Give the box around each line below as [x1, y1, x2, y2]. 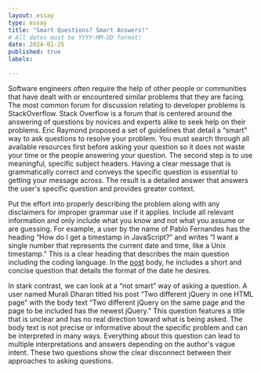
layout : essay [8, 11, 55, 20]
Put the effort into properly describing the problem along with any [8, 199, 220, 208]
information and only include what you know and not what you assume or [8, 215, 245, 225]
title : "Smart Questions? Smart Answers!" [8, 26, 149, 34]
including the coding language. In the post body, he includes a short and [8, 257, 242, 267]
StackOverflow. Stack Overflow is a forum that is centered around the [8, 108, 233, 118]
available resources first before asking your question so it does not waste [8, 142, 245, 152]
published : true [8, 48, 61, 56]
